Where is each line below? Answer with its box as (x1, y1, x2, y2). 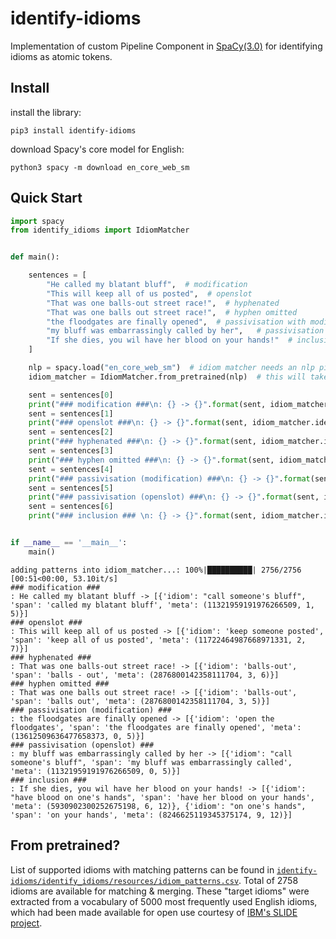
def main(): (10, 252, 60, 262)
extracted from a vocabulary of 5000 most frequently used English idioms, (10, 895, 318, 907)
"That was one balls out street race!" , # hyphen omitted (46, 307, 298, 317)
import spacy (10, 216, 65, 226)
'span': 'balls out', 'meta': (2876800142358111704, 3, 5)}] (10, 696, 271, 706)
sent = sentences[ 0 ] (28, 390, 114, 400)
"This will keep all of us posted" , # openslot (46, 288, 253, 299)
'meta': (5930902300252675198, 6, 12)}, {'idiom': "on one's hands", (10, 801, 307, 811)
